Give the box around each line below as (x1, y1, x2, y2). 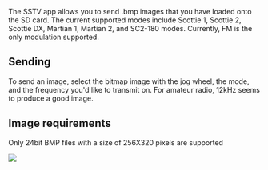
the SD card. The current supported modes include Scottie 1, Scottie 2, (8, 15, 242, 25)
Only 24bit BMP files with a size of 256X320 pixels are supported (8, 137, 224, 147)
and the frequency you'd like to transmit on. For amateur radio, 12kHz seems (8, 85, 260, 94)
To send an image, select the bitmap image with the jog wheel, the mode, (8, 76, 250, 86)
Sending (8, 55, 51, 69)
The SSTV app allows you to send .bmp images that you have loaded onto (8, 7, 252, 16)
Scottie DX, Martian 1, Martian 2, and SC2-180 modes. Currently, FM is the (8, 24, 253, 33)
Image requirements (8, 117, 112, 130)
